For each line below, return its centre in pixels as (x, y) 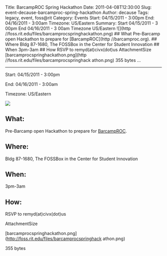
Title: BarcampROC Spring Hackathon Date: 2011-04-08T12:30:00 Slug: (78, 7)
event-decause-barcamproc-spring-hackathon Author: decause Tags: (77, 12)
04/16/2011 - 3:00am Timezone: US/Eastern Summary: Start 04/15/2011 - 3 (82, 23)
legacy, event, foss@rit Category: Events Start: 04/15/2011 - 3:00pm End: (80, 18)
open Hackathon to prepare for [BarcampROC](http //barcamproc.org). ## (81, 39)
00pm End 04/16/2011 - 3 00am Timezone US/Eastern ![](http (68, 28)
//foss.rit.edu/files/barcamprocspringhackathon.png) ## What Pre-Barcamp (83, 34)
